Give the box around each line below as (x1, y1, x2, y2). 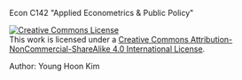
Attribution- (190, 35, 233, 44)
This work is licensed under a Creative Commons (9, 35, 189, 44)
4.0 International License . (112, 44, 206, 54)
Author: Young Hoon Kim (9, 61, 100, 71)
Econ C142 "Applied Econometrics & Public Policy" (9, 8, 194, 18)
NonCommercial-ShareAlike (9, 44, 111, 54)
